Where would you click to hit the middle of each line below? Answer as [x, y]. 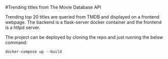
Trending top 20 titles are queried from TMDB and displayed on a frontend [82, 17]
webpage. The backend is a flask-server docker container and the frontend [83, 22]
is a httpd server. [23, 27]
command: [16, 42]
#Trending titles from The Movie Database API [53, 7]
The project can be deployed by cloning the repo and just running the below [84, 37]
